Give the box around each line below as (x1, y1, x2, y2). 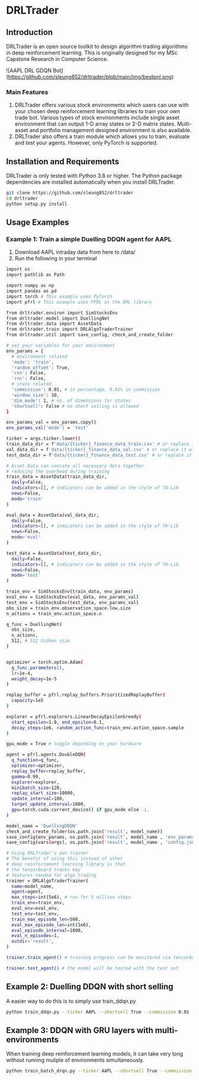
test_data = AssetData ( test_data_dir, (6, 550, 102, 556)
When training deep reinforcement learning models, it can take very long (6, 1050, 184, 1057)
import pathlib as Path (6, 272, 65, 278)
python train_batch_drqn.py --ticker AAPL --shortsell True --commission (6, 1068, 192, 1074)
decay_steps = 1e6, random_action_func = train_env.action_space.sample (11, 724, 184, 731)
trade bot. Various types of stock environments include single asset (14, 114, 179, 122)
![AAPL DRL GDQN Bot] (6, 67, 63, 74)
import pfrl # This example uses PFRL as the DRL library (6, 299, 152, 305)
